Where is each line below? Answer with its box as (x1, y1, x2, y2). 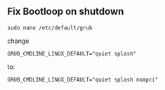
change (7, 37, 29, 45)
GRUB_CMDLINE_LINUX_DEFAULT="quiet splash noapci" (7, 76, 159, 83)
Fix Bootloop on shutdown (7, 6, 124, 18)
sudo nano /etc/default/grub (7, 24, 93, 31)
